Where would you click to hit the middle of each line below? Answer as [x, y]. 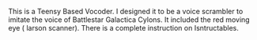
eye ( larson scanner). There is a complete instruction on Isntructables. [123, 28]
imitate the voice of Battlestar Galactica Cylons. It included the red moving [129, 20]
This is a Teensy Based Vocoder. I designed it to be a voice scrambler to [126, 11]
